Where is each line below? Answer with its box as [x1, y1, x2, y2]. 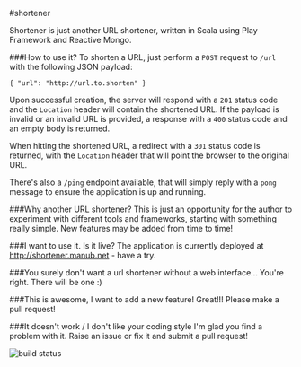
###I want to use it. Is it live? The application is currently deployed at [9, 240, 264, 250]
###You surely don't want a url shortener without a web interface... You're [9, 267, 285, 277]
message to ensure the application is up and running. [9, 187, 207, 197]
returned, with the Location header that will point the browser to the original [9, 150, 290, 161]
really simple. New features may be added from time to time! [9, 223, 234, 233]
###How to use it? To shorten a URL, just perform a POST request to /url [9, 52, 277, 62]
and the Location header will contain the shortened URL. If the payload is [9, 104, 280, 115]
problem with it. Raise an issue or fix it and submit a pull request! [9, 331, 249, 341]
